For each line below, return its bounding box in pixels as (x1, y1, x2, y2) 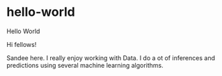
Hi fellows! (6, 40, 37, 48)
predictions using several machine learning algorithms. (6, 61, 164, 69)
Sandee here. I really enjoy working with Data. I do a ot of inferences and (6, 53, 215, 62)
